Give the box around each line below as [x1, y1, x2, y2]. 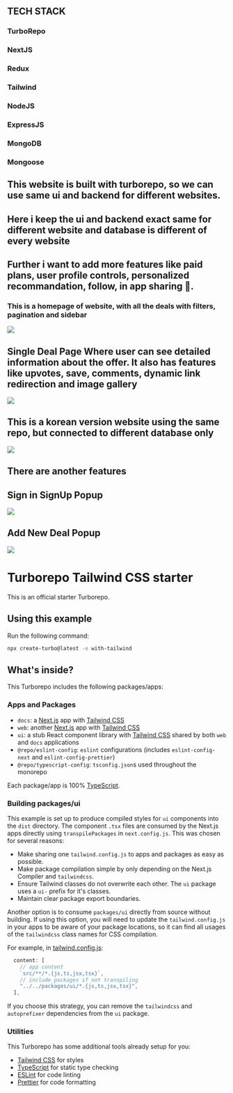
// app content [19, 964, 64, 970]
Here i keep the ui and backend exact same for [7, 213, 212, 225]
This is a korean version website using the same [7, 416, 220, 428]
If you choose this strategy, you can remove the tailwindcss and [7, 1002, 193, 1010]
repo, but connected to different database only [7, 427, 214, 439]
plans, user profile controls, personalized [7, 269, 190, 281]
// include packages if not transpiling [19, 976, 138, 984]
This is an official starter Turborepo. [7, 592, 110, 601]
